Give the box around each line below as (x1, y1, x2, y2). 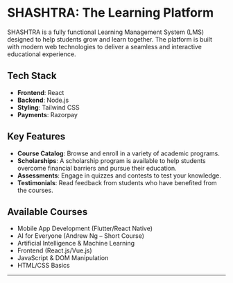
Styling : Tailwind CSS (17, 103, 80, 112)
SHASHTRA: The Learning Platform (7, 5, 214, 21)
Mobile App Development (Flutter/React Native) (17, 224, 153, 233)
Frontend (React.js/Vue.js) (17, 246, 92, 255)
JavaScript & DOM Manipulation (17, 254, 109, 262)
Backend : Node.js (17, 96, 69, 104)
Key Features (7, 130, 66, 143)
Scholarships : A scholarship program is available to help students (17, 156, 206, 164)
